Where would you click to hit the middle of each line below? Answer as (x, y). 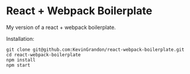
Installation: (20, 38)
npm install (21, 60)
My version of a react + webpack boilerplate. (61, 27)
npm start (18, 65)
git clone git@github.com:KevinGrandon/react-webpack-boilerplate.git (95, 49)
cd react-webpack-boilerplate (44, 54)
